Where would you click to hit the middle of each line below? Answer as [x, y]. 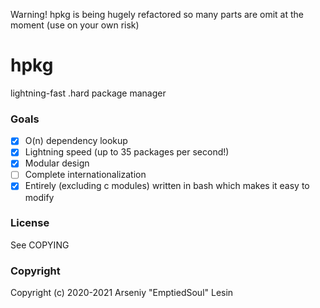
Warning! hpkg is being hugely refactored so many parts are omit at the [157, 14]
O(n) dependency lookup [76, 141]
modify [39, 197]
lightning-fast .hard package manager [88, 93]
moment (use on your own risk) [75, 25]
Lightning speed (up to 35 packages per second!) [127, 152]
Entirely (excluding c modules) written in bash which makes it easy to [167, 186]
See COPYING [40, 245]
